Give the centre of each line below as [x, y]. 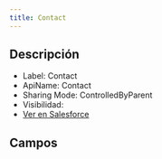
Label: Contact [50, 76]
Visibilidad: [43, 105]
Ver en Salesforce [56, 115]
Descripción [44, 55]
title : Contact [38, 18]
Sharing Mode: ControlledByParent [87, 95]
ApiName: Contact [57, 86]
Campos [33, 142]
